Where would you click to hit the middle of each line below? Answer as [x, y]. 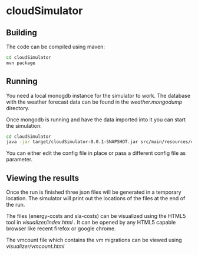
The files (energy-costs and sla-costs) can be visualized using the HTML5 [96, 216]
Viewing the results [43, 178]
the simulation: [24, 125]
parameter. [19, 160]
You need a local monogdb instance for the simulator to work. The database [98, 95]
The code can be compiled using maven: [55, 47]
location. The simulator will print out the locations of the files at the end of [96, 198]
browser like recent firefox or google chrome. [61, 228]
